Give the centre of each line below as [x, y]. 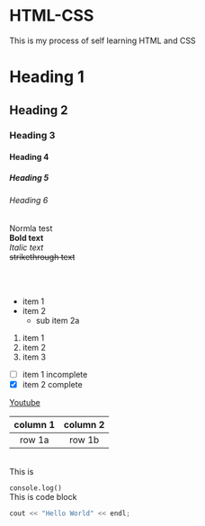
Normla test [31, 228]
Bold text [27, 237]
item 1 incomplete [55, 374]
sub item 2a [58, 320]
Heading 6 [29, 200]
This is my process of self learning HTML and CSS [102, 40]
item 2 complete [52, 384]
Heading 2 [39, 110]
